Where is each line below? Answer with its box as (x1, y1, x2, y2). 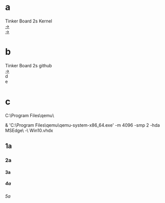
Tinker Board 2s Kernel (5, 18, 52, 24)
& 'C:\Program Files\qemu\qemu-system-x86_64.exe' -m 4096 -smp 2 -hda (5, 122, 160, 128)
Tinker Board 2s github (5, 62, 52, 68)
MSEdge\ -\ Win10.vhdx (5, 127, 53, 133)
